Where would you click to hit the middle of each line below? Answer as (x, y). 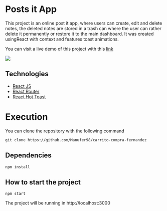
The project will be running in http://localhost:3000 (58, 203)
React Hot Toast (29, 97)
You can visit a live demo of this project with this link (59, 49)
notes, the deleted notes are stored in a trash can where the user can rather (83, 28)
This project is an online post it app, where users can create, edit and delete (84, 23)
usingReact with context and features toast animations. (62, 39)
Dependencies (28, 156)
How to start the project (43, 182)
